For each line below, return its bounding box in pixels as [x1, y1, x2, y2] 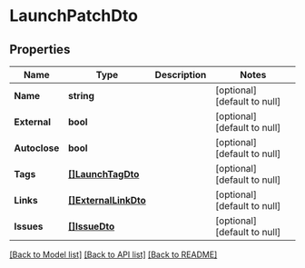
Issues [14, 220, 44, 233]
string [67, 90, 95, 102]
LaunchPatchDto [9, 5, 139, 26]
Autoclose [14, 142, 60, 154]
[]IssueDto [67, 220, 115, 233]
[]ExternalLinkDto [67, 194, 147, 206]
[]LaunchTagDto [67, 168, 140, 180]
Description [154, 69, 207, 81]
